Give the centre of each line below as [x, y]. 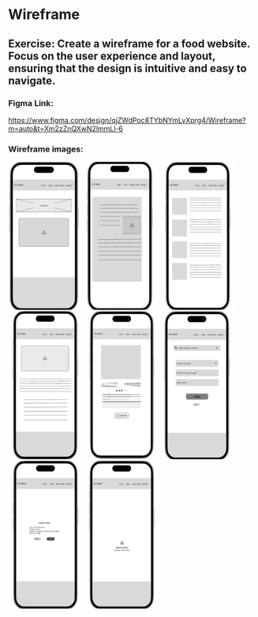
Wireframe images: [46, 149]
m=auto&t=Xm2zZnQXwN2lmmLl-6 [66, 129]
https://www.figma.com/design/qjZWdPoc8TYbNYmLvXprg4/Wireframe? [127, 120]
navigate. [32, 80]
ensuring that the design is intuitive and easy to [127, 68]
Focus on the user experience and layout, [112, 56]
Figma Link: [31, 103]
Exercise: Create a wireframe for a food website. [129, 44]
